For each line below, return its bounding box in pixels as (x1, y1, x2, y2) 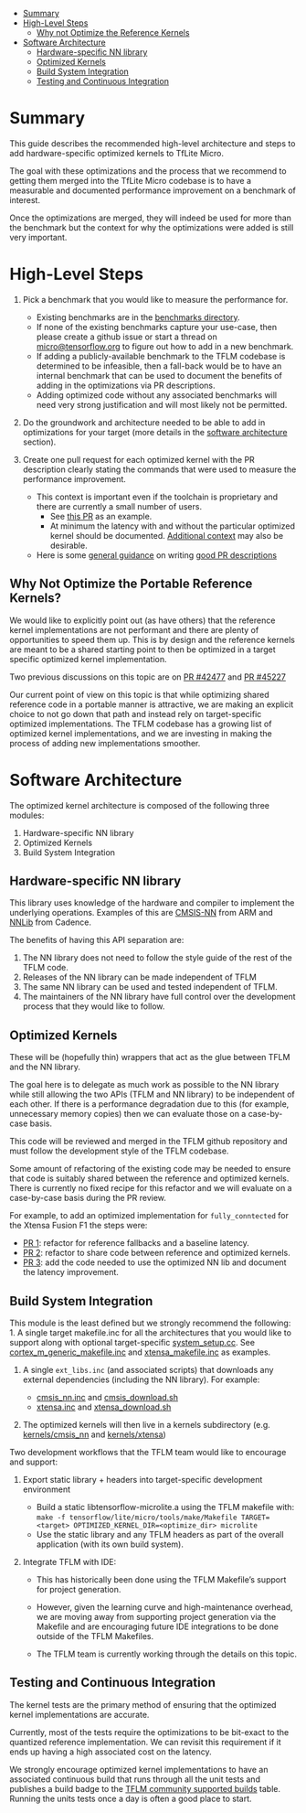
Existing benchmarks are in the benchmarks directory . (36, 311, 240, 323)
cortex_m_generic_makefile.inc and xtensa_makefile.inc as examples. (9, 1346, 271, 1357)
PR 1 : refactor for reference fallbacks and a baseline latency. (22, 1238, 249, 1249)
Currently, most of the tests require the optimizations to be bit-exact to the (9, 1726, 290, 1737)
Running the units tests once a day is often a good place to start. (9, 1793, 253, 1804)
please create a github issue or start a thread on (36, 331, 217, 342)
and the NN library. (9, 1061, 80, 1073)
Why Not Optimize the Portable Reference (9, 576, 253, 592)
